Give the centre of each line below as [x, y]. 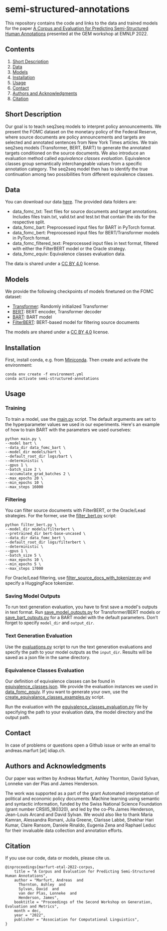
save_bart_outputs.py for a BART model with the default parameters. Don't [82, 618]
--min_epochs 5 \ [23, 564]
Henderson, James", [38, 898]
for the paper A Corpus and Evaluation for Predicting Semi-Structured [77, 28]
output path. [18, 717]
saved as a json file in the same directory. [48, 657]
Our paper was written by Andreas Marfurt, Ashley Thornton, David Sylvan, [82, 778]
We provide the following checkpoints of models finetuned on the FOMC [79, 291]
